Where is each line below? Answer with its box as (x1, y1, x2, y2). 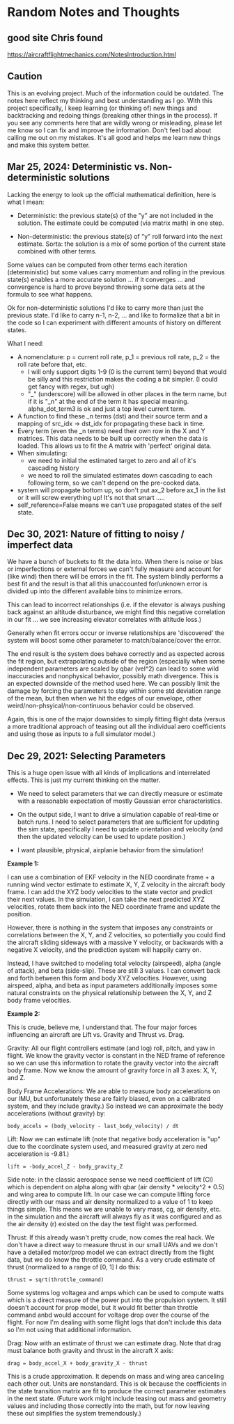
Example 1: (7, 859, 40, 868)
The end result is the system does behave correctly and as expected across (7, 650, 225, 658)
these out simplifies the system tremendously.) (7, 1409, 141, 1418)
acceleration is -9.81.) (7, 1150, 70, 1158)
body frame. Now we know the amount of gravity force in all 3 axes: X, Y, (7, 1066, 217, 1074)
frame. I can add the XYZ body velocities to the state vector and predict (7, 888, 213, 896)
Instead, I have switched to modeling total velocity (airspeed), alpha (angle (7, 959, 221, 968)
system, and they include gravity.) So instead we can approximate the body (7, 1102, 224, 1111)
